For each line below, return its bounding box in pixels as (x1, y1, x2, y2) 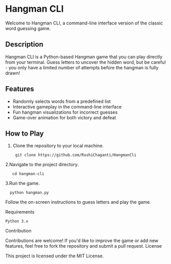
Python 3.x (5, 219, 29, 224)
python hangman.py (10, 190, 50, 195)
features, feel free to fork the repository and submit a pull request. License (5, 243, 162, 249)
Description (5, 40, 43, 49)
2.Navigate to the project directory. (5, 162, 79, 168)
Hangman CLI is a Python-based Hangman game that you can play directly (5, 54, 162, 60)
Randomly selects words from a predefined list (12, 98, 111, 104)
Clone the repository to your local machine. (12, 143, 104, 149)
